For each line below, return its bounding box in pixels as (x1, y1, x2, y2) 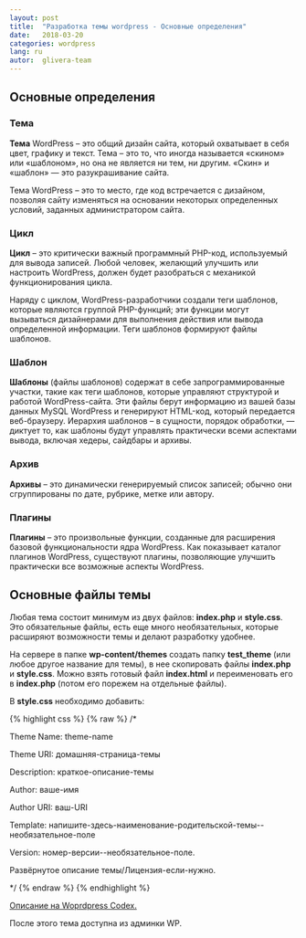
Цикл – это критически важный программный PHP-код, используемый (9, 248, 288, 258)
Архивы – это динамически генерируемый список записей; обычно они (9, 479, 292, 490)
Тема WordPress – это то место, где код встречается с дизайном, (9, 184, 266, 195)
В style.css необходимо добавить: (9, 695, 145, 706)
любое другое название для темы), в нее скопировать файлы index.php (9, 659, 291, 669)
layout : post (9, 13, 59, 23)
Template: (9, 819, 47, 830)
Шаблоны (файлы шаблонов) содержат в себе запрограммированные (9, 376, 286, 388)
